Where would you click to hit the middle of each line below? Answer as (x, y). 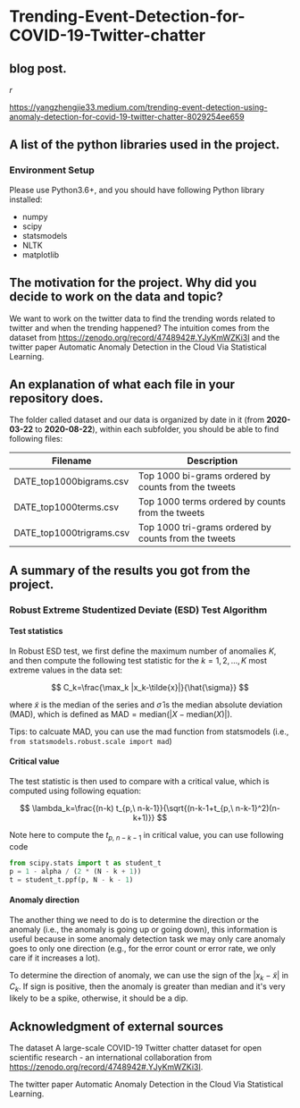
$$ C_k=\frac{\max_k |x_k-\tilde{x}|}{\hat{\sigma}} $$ (150, 687)
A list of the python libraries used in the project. (145, 145)
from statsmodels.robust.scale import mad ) (91, 740)
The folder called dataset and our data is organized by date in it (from (137, 420)
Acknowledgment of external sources (117, 1026)
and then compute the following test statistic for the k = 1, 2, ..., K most (138, 660)
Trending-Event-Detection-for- (127, 17)
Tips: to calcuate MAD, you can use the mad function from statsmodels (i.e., (149, 732)
